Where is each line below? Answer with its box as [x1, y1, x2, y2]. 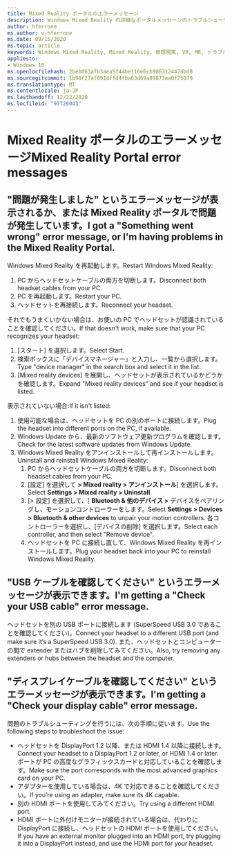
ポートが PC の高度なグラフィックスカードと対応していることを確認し [17, 757, 216, 765]
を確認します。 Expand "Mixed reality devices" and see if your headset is [17, 379, 224, 388]
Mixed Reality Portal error [30, 150, 182, 166]
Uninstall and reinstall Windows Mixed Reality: [17, 456, 148, 464]
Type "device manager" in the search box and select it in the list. [17, 362, 202, 371]
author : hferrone [7, 23, 57, 30]
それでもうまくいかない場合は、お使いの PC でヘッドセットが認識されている [7, 315, 224, 323]
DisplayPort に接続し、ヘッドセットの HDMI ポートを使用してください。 [17, 824, 222, 832]
